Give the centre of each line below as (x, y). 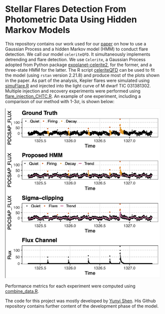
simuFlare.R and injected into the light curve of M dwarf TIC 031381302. (78, 85)
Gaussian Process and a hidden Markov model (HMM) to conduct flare (77, 49)
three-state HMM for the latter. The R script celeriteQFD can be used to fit (80, 70)
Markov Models (38, 30)
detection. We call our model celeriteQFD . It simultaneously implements (78, 54)
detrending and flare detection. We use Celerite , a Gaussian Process (75, 59)
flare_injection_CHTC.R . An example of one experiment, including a (73, 96)
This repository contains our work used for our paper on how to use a (76, 43)
